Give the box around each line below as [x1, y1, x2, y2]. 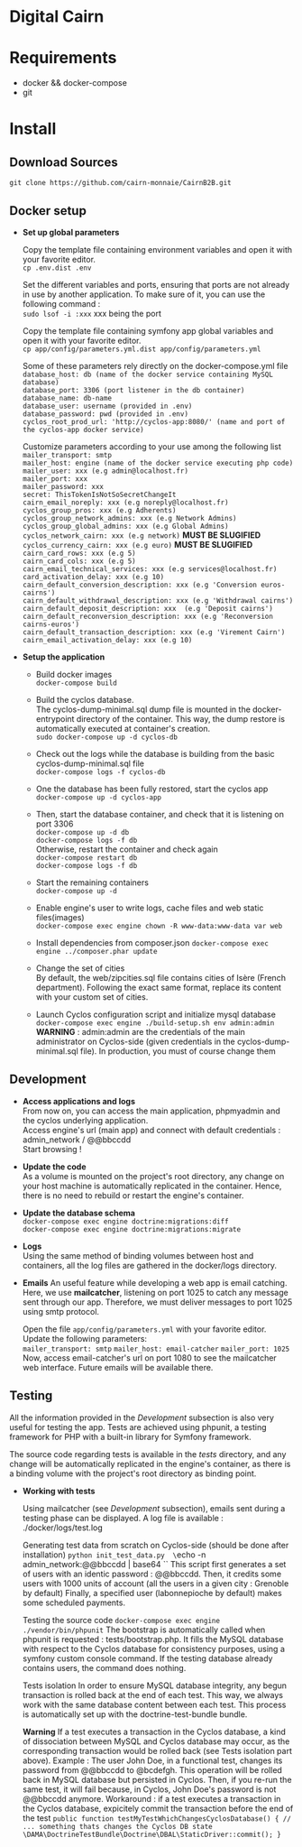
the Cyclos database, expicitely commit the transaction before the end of [22, 1803, 294, 1814]
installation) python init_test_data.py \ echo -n [22, 1549, 206, 1560]
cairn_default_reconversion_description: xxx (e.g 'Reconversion [22, 612, 273, 621]
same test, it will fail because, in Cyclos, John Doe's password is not [22, 1784, 277, 1795]
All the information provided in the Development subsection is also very [9, 1412, 275, 1423]
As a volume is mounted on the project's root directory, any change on [22, 1170, 285, 1181]
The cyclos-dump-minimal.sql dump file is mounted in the [35, 704, 251, 715]
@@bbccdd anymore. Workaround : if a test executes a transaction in [22, 1793, 281, 1804]
